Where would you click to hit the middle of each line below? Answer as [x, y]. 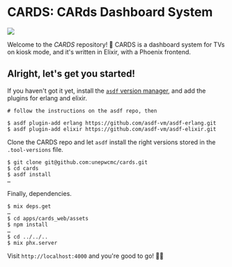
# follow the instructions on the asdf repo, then [82, 111]
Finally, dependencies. [39, 193]
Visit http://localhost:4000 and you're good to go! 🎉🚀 [85, 256]
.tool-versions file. [36, 149]
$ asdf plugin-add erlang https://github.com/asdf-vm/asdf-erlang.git [112, 123]
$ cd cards [23, 168]
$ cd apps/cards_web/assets [48, 218]
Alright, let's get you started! [71, 74]
